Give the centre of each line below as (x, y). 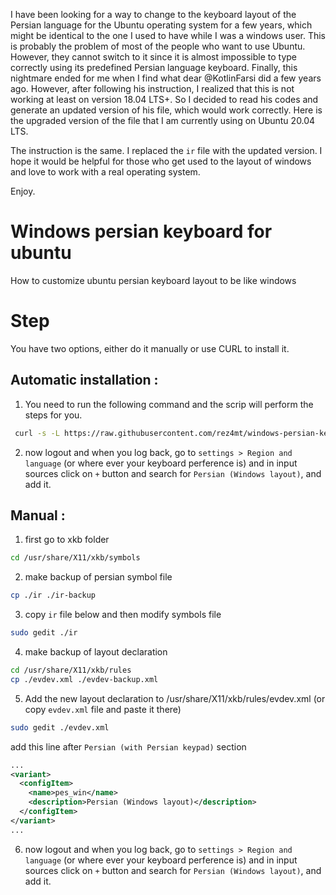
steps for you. (53, 415)
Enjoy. (23, 191)
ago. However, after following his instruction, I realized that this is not (152, 88)
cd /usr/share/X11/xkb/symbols (75, 558)
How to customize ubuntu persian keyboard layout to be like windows (153, 280)
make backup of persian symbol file (98, 577)
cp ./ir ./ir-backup (53, 595)
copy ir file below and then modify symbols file (123, 615)
